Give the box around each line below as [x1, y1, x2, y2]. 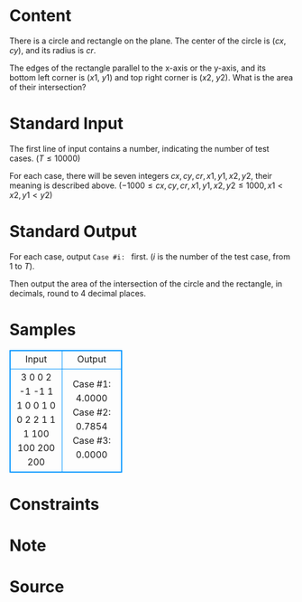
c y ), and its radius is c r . [9, 44, 96, 55]
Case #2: [72, 406, 111, 419]
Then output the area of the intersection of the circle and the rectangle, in [9, 277, 283, 289]
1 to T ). [9, 260, 35, 271]
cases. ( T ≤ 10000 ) [9, 153, 81, 164]
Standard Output [9, 221, 137, 242]
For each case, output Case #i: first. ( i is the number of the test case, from [9, 250, 291, 262]
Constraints [9, 494, 100, 514]
